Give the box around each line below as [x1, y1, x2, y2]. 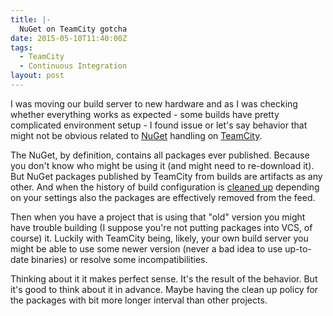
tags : [10, 42, 33, 53]
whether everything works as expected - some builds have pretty [10, 108, 280, 120]
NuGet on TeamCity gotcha [19, 24, 128, 34]
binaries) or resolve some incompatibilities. [30, 253, 208, 265]
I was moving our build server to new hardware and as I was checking [10, 97, 298, 110]
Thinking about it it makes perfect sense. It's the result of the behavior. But [10, 272, 318, 285]
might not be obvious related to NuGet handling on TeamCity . [10, 129, 263, 141]
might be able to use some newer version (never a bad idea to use [10, 242, 283, 255]
